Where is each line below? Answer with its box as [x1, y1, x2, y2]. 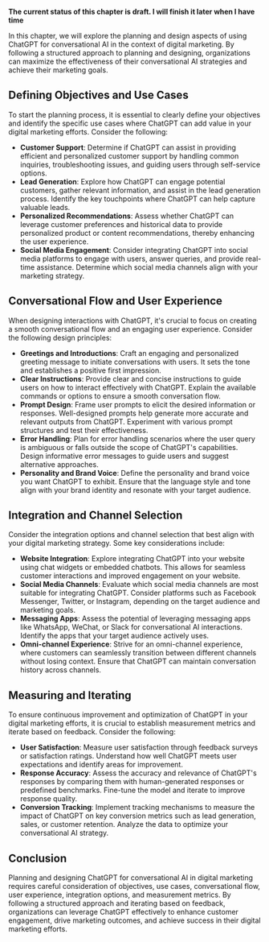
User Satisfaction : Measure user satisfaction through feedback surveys [19, 742, 259, 752]
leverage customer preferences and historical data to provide [19, 219, 223, 229]
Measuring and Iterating [8, 688, 132, 702]
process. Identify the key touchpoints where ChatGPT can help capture [19, 193, 255, 204]
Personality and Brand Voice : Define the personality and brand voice [19, 468, 251, 477]
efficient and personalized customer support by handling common [19, 151, 239, 160]
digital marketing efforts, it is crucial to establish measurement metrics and [8, 718, 255, 728]
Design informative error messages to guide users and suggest [19, 451, 229, 461]
